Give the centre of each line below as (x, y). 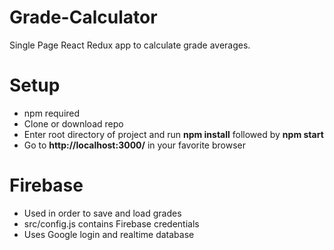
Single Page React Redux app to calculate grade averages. (130, 45)
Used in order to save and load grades (102, 213)
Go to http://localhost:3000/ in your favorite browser (134, 145)
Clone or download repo (73, 123)
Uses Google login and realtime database (109, 234)
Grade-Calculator (83, 17)
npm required (52, 113)
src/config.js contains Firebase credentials (111, 223)
